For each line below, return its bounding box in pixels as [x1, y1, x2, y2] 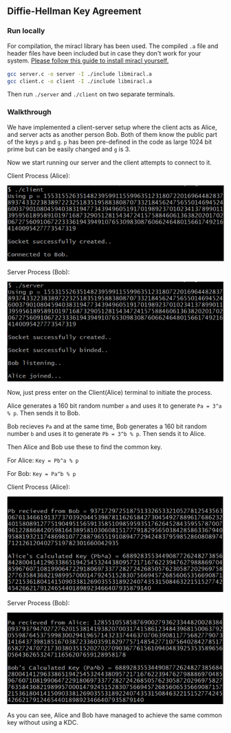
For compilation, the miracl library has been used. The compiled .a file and [7, 41, 219, 50]
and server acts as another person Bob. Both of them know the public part [7, 130, 218, 138]
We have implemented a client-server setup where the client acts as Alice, [7, 123, 218, 131]
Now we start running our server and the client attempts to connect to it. [7, 158, 212, 166]
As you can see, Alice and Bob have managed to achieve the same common [7, 711, 222, 719]
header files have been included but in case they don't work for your [7, 49, 201, 57]
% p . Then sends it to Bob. [7, 408, 80, 417]
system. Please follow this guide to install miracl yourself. [7, 56, 169, 65]
